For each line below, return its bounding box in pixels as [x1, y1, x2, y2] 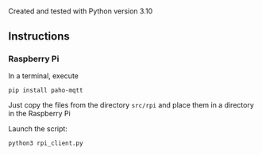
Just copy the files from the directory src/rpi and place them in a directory [8, 100, 254, 109]
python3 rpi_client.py [8, 139, 83, 147]
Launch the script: [8, 123, 67, 133]
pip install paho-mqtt [8, 86, 83, 94]
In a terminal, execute [8, 70, 79, 81]
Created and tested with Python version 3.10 [8, 6, 153, 16]
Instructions [8, 29, 70, 43]
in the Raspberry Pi [8, 108, 71, 118]
